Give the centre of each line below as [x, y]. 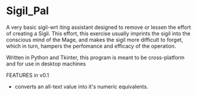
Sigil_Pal [28, 11]
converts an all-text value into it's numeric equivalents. [81, 86]
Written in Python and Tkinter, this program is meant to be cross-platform [96, 57]
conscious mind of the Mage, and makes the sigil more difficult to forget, [95, 40]
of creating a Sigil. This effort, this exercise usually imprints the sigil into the [98, 33]
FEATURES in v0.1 [28, 75]
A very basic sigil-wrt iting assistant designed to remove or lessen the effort [98, 27]
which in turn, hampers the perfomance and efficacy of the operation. [91, 46]
